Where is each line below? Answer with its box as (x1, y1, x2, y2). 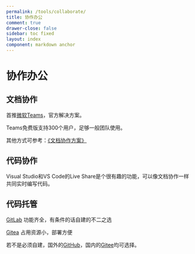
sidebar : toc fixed (6, 31, 55, 37)
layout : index (6, 36, 41, 42)
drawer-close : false (6, 25, 57, 31)
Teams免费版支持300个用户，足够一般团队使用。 (6, 124, 126, 131)
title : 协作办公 (6, 14, 43, 20)
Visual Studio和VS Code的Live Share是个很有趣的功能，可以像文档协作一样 (6, 173, 190, 180)
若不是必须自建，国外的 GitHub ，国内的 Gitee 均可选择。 (6, 241, 140, 248)
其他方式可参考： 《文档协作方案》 (6, 136, 87, 144)
